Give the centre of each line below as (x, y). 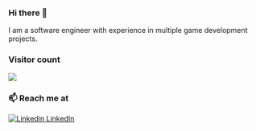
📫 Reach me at (39, 98)
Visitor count (34, 59)
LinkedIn (60, 118)
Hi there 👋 (28, 13)
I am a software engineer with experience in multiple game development (128, 31)
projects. (23, 39)
